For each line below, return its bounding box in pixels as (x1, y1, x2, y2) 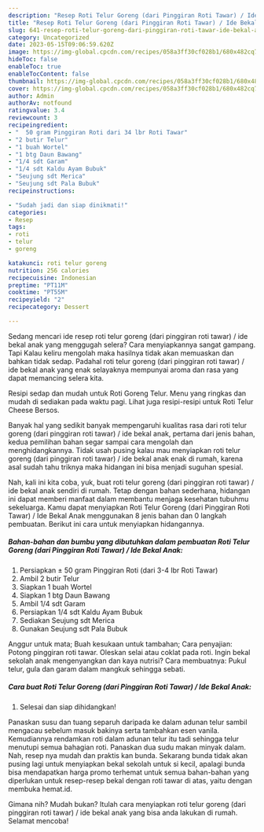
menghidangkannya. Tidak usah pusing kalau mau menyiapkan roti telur (8, 445, 241, 455)
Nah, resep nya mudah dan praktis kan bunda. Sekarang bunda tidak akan (8, 750, 248, 760)
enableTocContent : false (8, 70, 90, 78)
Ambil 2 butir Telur (19, 573, 80, 583)
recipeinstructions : (8, 186, 76, 195)
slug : (8, 26, 26, 34)
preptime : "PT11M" (8, 281, 68, 289)
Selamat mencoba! (8, 815, 69, 826)
